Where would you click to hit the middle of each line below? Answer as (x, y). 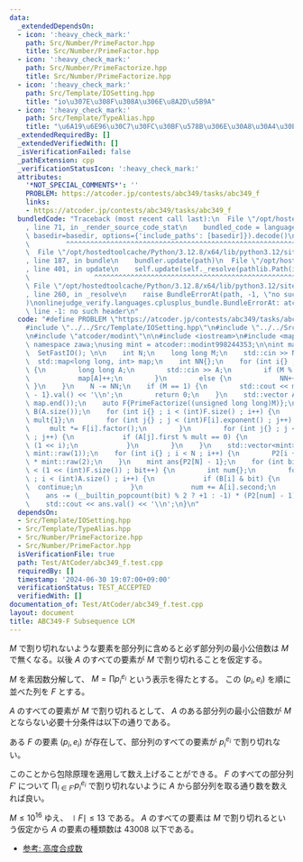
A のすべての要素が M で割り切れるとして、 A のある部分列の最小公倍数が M (150, 711)
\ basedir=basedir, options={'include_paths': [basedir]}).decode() (157, 235)
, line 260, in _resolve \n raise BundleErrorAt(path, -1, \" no (153, 294)
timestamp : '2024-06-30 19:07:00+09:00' (94, 579)
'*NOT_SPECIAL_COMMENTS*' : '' (83, 186)
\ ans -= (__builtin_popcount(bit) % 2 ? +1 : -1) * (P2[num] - (155, 495)
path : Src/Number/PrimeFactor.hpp (90, 43)
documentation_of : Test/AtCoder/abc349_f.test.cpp (106, 605)
